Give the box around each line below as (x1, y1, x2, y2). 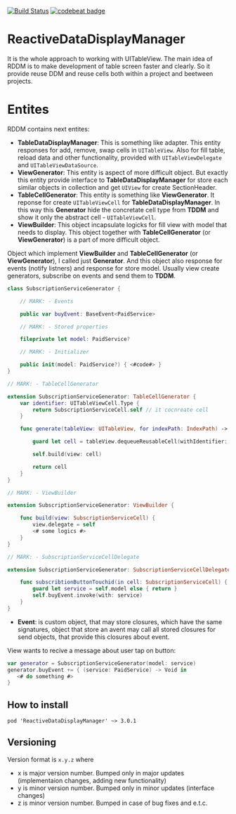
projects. (7, 77, 33, 85)
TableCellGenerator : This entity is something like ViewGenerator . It (17, 190, 215, 199)
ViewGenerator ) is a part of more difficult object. (17, 235, 160, 244)
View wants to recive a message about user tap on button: (7, 646, 176, 654)
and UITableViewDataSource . (17, 160, 98, 169)
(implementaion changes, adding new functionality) (17, 776, 167, 784)
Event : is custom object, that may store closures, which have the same (17, 617, 223, 626)
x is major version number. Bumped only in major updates (17, 768, 185, 777)
